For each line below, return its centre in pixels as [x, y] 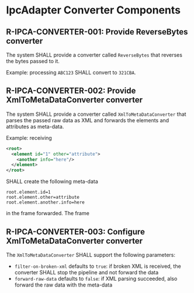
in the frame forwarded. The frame [48, 213]
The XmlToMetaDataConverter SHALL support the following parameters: [91, 255]
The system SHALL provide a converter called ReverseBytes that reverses [94, 55]
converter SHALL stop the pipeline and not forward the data [86, 272]
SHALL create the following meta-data [52, 181]
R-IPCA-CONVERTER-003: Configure [75, 232]
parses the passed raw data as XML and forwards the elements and [88, 120]
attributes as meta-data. [35, 126]
